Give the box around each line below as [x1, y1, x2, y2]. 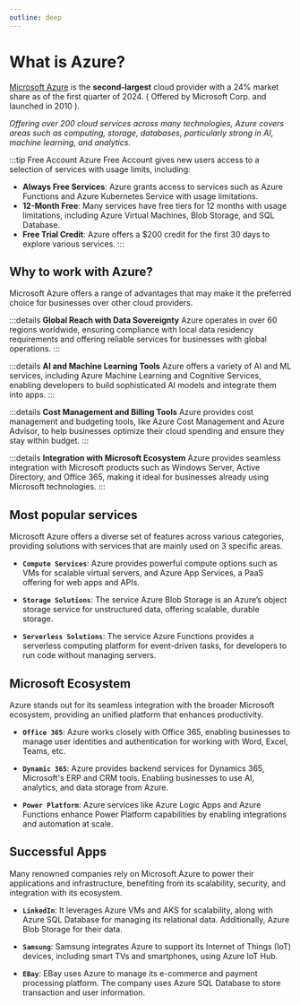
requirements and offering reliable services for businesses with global [9, 334, 267, 345]
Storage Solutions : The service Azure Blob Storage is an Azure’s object [21, 594, 287, 605]
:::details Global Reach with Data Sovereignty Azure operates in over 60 [9, 315, 278, 325]
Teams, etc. [21, 746, 66, 756]
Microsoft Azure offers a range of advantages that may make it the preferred [9, 288, 292, 299]
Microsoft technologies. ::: [9, 481, 106, 492]
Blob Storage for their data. [21, 923, 123, 934]
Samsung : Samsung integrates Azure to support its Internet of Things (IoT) [21, 940, 292, 951]
